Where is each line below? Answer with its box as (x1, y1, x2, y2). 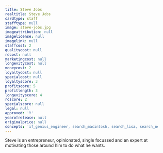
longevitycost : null (5, 61, 47, 66)
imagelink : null (5, 39, 38, 44)
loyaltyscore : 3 (5, 79, 38, 84)
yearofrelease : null (5, 115, 47, 120)
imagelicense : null (5, 34, 45, 39)
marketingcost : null (5, 57, 47, 61)
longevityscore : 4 (5, 92, 42, 97)
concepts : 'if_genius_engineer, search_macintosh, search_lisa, (5, 124, 138, 129)
